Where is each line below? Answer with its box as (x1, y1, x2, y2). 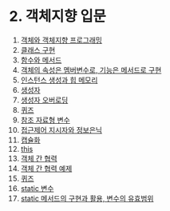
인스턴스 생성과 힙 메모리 (20, 75, 98, 85)
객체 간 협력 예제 (20, 163, 73, 173)
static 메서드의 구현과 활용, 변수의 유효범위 (20, 193, 154, 203)
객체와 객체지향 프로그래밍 (20, 35, 103, 45)
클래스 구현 (20, 45, 56, 54)
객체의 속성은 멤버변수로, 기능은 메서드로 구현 (20, 65, 162, 74)
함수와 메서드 (20, 55, 62, 65)
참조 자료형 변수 (20, 115, 70, 125)
